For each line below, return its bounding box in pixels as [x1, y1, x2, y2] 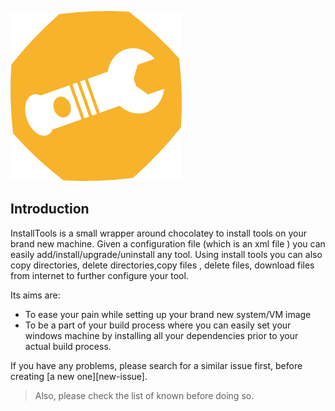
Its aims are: [10, 289, 61, 301]
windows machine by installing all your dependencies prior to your [24, 329, 299, 341]
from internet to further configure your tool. [10, 269, 189, 281]
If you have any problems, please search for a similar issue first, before [10, 359, 303, 371]
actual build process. [24, 340, 112, 352]
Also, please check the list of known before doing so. [34, 389, 255, 401]
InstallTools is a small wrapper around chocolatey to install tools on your [10, 227, 307, 239]
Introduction [10, 201, 90, 218]
